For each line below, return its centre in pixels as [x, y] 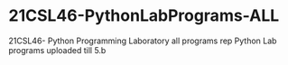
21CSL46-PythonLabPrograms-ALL [144, 16]
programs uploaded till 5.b [57, 50]
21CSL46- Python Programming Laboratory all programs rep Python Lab [143, 41]
